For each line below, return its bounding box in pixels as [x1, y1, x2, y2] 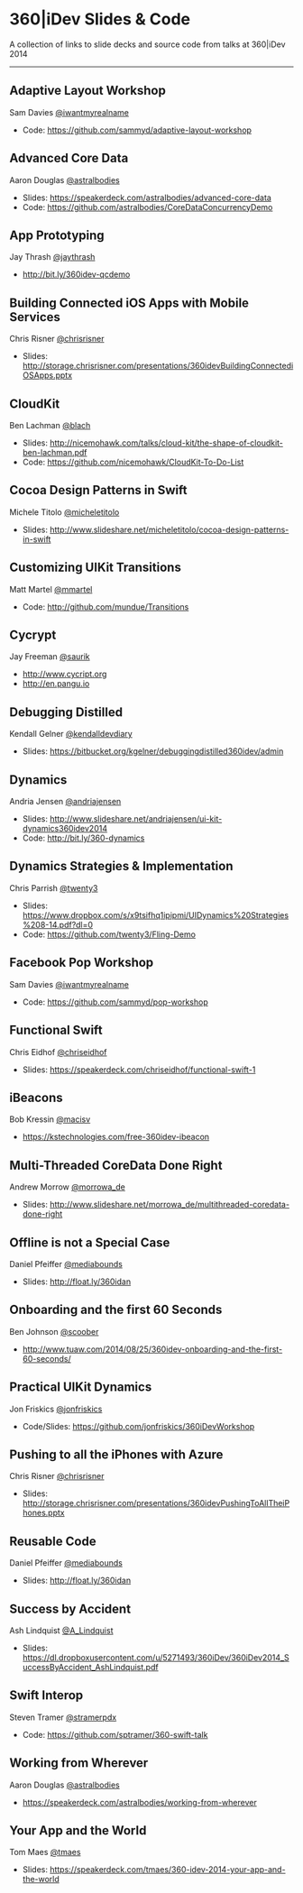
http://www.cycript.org [22, 668, 107, 680]
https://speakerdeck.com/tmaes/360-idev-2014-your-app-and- [49, 1864, 286, 1875]
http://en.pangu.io [22, 678, 90, 689]
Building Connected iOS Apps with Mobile [9, 295, 250, 310]
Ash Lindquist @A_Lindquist [9, 1625, 114, 1636]
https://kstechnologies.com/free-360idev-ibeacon [22, 1132, 210, 1143]
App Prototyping [9, 227, 106, 243]
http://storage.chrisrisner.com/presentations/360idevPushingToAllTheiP [22, 1498, 290, 1509]
